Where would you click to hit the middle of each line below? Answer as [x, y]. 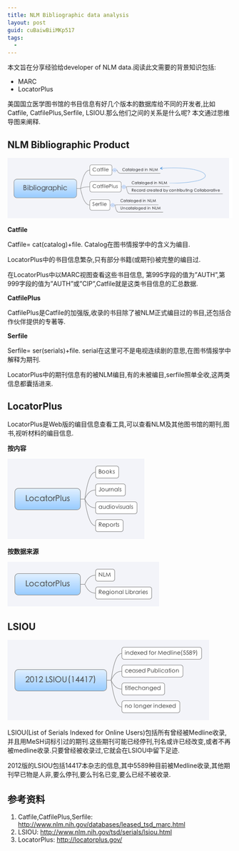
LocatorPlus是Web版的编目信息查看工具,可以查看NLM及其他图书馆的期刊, [115, 424]
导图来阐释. [24, 122]
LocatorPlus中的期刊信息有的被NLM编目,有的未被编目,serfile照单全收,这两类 [119, 374]
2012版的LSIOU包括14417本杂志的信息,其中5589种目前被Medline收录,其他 [116, 766]
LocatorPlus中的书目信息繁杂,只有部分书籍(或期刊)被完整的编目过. [104, 259]
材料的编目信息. [51, 433]
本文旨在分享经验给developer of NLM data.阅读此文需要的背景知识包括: [112, 67]
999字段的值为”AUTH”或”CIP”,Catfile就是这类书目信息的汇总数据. [103, 283]
